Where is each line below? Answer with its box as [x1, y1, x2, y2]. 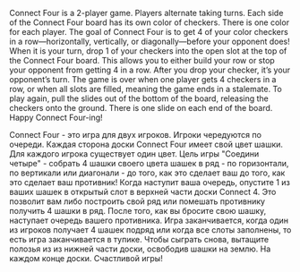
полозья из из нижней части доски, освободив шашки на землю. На [9, 243, 271, 254]
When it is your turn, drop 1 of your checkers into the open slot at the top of [9, 46, 287, 56]
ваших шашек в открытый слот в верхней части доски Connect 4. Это [9, 187, 277, 197]
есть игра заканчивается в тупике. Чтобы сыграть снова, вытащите [9, 234, 270, 244]
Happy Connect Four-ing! [9, 112, 103, 123]
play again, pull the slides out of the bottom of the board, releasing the [9, 93, 269, 104]
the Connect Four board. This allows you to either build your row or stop [9, 55, 275, 65]
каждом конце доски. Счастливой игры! [9, 253, 163, 263]
